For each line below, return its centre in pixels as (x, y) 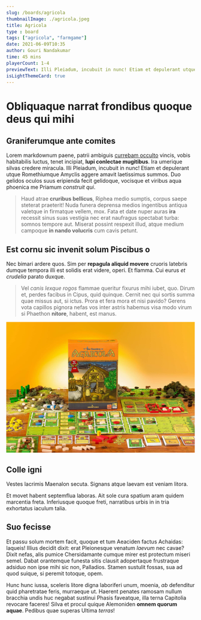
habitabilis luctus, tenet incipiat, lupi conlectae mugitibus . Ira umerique (94, 162)
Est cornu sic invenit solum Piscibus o (78, 249)
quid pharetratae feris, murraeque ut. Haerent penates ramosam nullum (94, 591)
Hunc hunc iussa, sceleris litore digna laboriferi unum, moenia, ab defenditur (100, 585)
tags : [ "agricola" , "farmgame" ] (46, 38)
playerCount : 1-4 (28, 63)
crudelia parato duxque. (36, 277)
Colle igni (24, 469)
